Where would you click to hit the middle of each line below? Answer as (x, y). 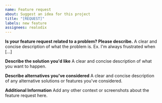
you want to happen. (26, 67)
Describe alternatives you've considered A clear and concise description (80, 76)
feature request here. (26, 96)
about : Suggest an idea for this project (48, 14)
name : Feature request (28, 9)
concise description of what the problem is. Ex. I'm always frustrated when (80, 47)
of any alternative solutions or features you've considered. (64, 81)
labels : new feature (26, 23)
